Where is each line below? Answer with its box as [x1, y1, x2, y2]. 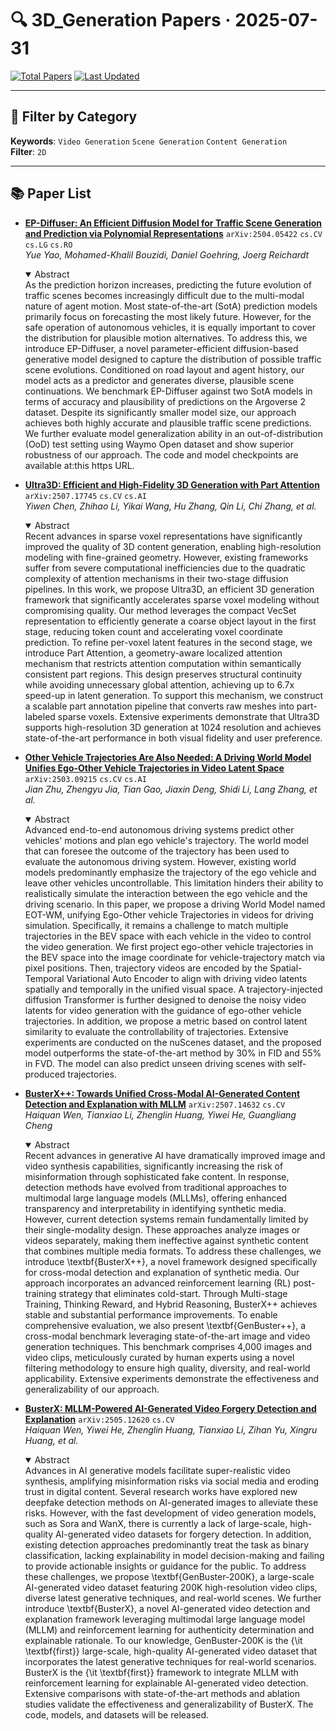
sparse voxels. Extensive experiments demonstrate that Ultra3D [57, 710, 320, 722]
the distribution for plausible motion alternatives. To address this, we [24, 332, 308, 344]
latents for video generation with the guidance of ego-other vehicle [24, 1004, 302, 1016]
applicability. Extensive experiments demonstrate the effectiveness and [24, 1372, 320, 1384]
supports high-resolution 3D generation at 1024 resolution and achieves [24, 721, 322, 733]
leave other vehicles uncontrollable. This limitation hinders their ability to [24, 877, 324, 889]
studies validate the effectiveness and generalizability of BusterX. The [24, 1698, 314, 1710]
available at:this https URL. [24, 459, 135, 471]
